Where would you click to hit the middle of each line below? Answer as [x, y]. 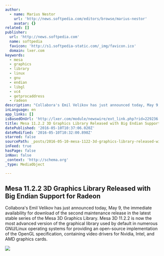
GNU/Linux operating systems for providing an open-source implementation [81, 229]
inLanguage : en [20, 110]
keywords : [15, 55]
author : [13, 10]
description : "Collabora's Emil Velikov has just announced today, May [79, 105]
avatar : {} [25, 23]
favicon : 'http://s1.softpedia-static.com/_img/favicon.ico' [73, 46]
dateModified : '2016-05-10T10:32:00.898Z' [49, 133]
